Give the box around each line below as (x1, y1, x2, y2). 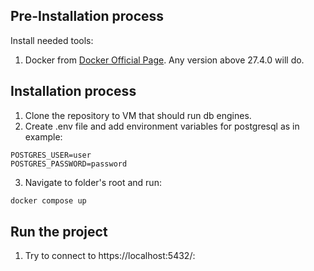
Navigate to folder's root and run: (24, 176, 162, 188)
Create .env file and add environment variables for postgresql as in (24, 120, 300, 132)
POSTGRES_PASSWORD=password (10, 159, 128, 169)
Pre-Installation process (10, 8, 165, 25)
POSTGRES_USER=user (10, 150, 92, 160)
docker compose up (10, 195, 87, 206)
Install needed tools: (10, 34, 94, 46)
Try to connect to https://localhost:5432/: (24, 250, 196, 262)
